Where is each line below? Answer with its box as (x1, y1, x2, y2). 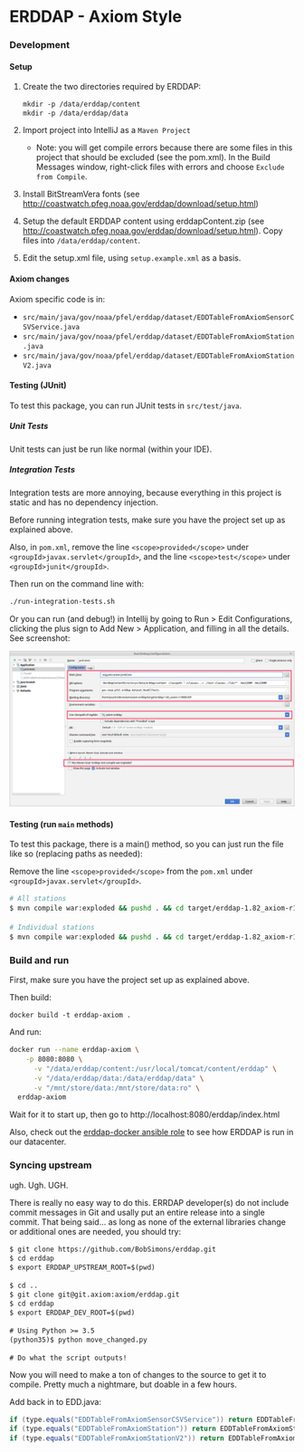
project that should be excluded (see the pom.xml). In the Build (35, 152, 271, 163)
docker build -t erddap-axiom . (9, 1011, 131, 1020)
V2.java (22, 360, 52, 370)
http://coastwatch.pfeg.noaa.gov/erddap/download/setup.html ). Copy (22, 225, 283, 236)
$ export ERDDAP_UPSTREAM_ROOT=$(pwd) (9, 1263, 156, 1272)
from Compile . (35, 171, 88, 182)
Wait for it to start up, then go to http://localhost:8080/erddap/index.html (9, 1109, 280, 1120)
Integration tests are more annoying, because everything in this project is (9, 487, 282, 498)
